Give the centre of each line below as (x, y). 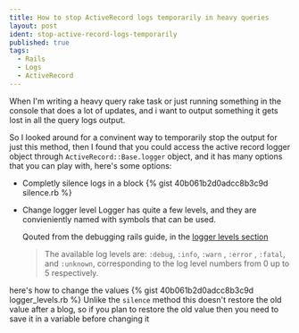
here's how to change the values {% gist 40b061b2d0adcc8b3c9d (132, 290)
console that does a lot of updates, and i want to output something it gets (144, 110)
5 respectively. (71, 272)
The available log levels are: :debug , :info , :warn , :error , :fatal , (165, 254)
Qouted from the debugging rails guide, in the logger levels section (145, 237)
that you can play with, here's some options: (91, 165)
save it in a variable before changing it (79, 319)
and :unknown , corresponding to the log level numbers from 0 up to (167, 263)
